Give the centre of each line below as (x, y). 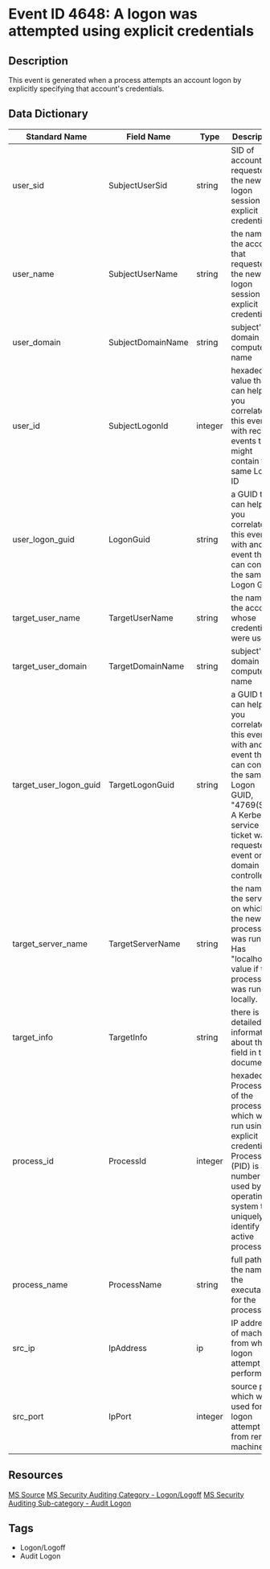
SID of (243, 150)
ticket (241, 835)
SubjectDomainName (148, 342)
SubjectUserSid (138, 185)
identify (245, 1226)
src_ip (24, 1348)
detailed (246, 1022)
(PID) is (245, 1166)
